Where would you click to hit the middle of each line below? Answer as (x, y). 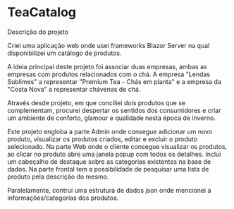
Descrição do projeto (38, 32)
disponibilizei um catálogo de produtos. (64, 53)
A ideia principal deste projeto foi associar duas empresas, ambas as (107, 66)
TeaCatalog (42, 12)
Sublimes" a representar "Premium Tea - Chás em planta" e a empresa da (115, 81)
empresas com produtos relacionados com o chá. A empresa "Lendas (109, 74)
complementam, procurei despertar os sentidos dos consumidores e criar (114, 110)
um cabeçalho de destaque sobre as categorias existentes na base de (109, 161)
